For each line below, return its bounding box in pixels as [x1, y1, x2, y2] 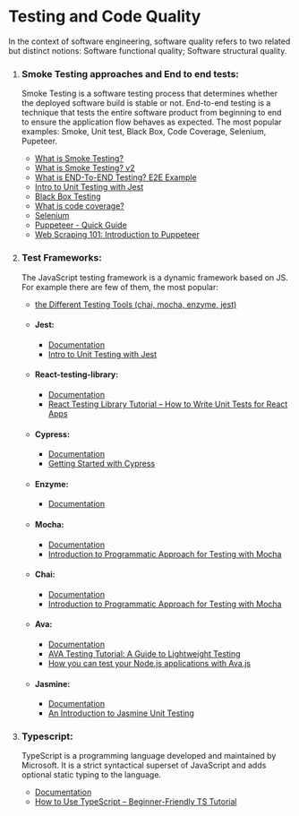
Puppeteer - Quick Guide [34, 219, 127, 230]
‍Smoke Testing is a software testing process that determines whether [21, 88, 278, 99]
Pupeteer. [21, 136, 57, 147]
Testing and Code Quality [8, 6, 201, 27]
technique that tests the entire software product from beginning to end [21, 107, 282, 118]
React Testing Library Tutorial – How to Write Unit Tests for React [47, 399, 288, 409]
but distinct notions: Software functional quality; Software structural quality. [8, 45, 287, 56]
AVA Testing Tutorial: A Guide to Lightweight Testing [47, 648, 241, 659]
